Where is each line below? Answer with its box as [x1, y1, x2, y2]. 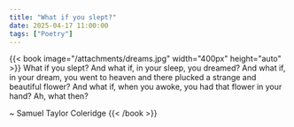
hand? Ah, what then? [9, 91, 89, 101]
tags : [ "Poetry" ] [9, 29, 73, 38]
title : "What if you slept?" [9, 12, 117, 22]
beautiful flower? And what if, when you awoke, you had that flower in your [9, 81, 282, 93]
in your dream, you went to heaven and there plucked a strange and [9, 72, 257, 83]
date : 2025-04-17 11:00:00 [9, 21, 109, 30]
